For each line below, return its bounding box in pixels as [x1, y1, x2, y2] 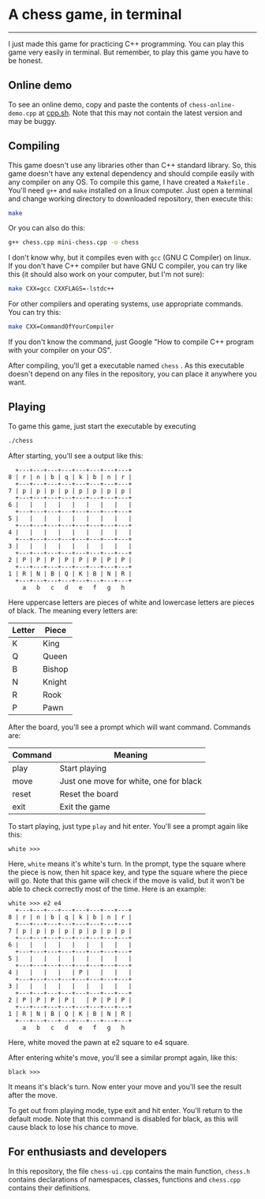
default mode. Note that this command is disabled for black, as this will [8, 1114, 238, 1123]
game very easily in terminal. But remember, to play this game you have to [8, 47, 249, 57]
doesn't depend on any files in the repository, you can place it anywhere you [8, 369, 257, 379]
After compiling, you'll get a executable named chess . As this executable [8, 361, 244, 370]
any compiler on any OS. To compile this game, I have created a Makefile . [8, 177, 250, 186]
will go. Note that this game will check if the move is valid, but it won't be [8, 875, 245, 885]
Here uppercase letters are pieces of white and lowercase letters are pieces [8, 598, 255, 607]
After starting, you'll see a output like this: [8, 451, 144, 460]
